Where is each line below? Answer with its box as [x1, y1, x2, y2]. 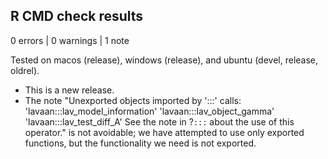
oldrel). [10, 64, 40, 76]
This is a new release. [24, 84, 115, 96]
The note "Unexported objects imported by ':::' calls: [24, 94, 242, 106]
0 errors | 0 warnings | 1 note [10, 34, 130, 46]
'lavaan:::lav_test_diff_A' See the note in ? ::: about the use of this [24, 115, 295, 128]
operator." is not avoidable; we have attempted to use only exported [24, 126, 305, 138]
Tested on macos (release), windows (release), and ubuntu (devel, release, [10, 54, 319, 66]
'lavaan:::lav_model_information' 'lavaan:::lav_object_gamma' [24, 105, 275, 117]
